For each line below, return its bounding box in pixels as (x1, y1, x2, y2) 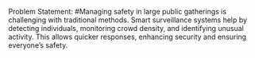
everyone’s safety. (8, 41, 68, 50)
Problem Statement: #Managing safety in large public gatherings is (8, 7, 227, 16)
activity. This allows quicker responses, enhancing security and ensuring (8, 32, 247, 41)
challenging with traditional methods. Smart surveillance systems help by (8, 15, 248, 25)
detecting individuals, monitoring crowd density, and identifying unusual (8, 24, 244, 33)
